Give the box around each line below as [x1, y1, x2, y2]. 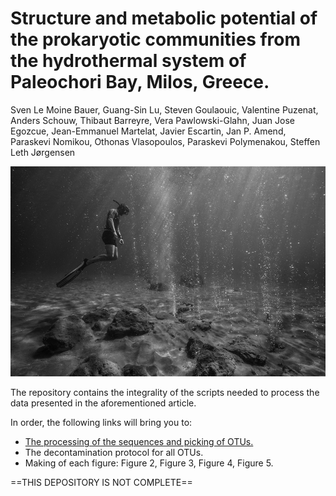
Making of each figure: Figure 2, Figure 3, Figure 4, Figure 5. [24, 457, 274, 469]
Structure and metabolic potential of [10, 7, 318, 30]
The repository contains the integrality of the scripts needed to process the [10, 387, 320, 399]
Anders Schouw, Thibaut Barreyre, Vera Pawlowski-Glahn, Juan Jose [10, 114, 295, 126]
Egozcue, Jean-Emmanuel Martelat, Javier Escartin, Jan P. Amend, [10, 125, 287, 137]
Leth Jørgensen [10, 146, 76, 158]
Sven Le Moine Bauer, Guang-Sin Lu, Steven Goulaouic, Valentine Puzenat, [10, 103, 319, 116]
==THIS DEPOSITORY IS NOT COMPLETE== [10, 477, 193, 489]
